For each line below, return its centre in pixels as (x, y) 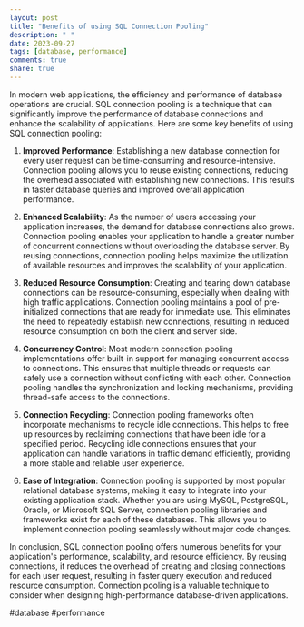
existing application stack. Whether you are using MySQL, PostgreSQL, (155, 500)
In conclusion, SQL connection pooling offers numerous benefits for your (146, 546)
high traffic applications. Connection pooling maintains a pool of (142, 302)
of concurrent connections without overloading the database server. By (156, 246)
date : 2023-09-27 (42, 43)
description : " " (42, 35)
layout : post (34, 18)
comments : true (38, 60)
